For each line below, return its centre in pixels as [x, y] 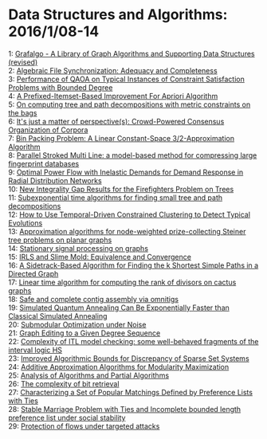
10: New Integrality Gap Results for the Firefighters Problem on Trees [121, 189]
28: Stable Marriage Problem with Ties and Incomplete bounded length [125, 409]
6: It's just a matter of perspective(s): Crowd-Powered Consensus [116, 121]
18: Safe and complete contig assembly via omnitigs [94, 299]
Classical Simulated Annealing [58, 316]
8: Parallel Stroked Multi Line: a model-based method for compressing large [133, 155]
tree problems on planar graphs [60, 240]
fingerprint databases [44, 163]
